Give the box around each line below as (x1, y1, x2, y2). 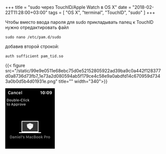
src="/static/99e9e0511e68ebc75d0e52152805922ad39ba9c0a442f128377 (5, 68, 161, 74)
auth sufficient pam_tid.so (5, 54, 64, 59)
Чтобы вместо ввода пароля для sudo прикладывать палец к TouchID (5, 19, 154, 25)
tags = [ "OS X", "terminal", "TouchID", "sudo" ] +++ (48, 9, 156, 15)
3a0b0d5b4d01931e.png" (5, 78, 58, 84)
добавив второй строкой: (5, 43, 59, 49)
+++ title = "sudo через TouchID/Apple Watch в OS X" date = (5, 4, 132, 10)
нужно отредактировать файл (5, 24, 69, 30)
